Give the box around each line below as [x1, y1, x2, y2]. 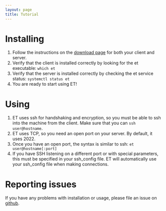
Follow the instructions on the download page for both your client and [12, 50, 155, 55]
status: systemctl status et [12, 76, 70, 82]
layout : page [5, 7, 32, 12]
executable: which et [12, 65, 55, 71]
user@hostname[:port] [12, 147, 57, 152]
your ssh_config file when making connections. [12, 161, 109, 167]
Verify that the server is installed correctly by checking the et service [12, 70, 154, 77]
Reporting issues [5, 179, 77, 190]
